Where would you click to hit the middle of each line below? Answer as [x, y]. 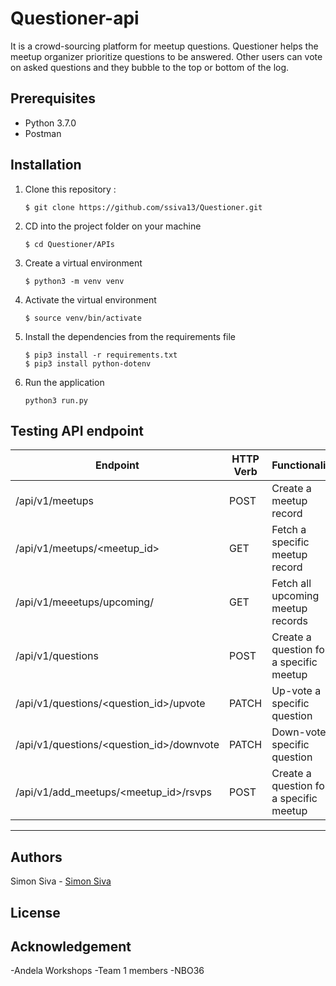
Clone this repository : [70, 189]
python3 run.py [56, 400]
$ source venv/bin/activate [83, 318]
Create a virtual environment [83, 263]
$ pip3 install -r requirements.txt [101, 355]
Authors [36, 857]
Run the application [64, 382]
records [290, 621]
